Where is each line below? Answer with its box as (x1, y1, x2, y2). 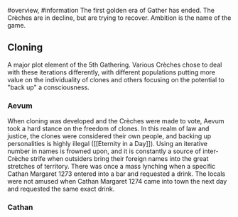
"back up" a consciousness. (7, 83, 90, 91)
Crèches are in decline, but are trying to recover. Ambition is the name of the (7, 13, 232, 22)
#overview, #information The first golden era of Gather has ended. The (7, 6, 215, 14)
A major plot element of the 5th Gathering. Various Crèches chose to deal (7, 60, 222, 69)
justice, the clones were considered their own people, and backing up (7, 132, 212, 140)
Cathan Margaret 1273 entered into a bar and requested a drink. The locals (7, 169, 226, 178)
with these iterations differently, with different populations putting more (7, 67, 215, 77)
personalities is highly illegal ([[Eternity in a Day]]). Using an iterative (7, 140, 208, 148)
